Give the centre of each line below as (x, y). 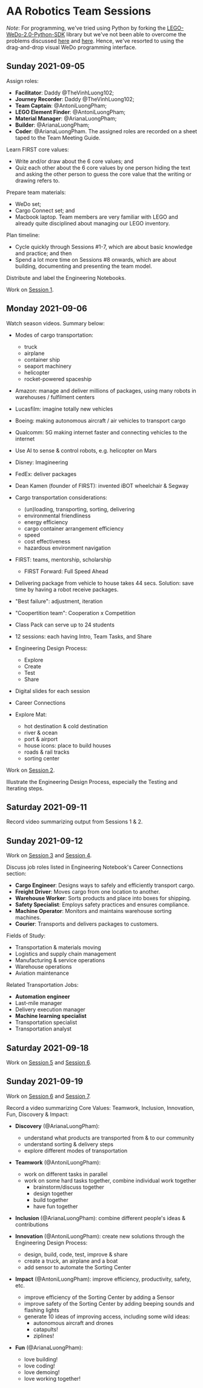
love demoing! (42, 1372)
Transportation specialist (46, 1023)
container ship (42, 359)
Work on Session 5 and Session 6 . (49, 1062)
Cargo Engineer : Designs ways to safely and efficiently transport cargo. (105, 885)
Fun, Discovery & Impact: (38, 1114)
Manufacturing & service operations (60, 960)
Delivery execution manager (50, 1009)
